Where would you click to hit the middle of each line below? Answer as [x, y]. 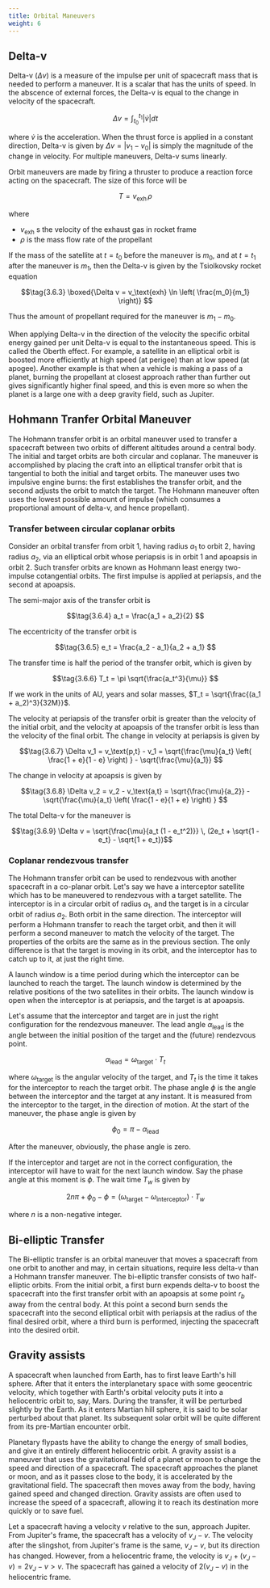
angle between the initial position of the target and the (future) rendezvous [132, 1035]
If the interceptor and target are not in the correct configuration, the [120, 1162]
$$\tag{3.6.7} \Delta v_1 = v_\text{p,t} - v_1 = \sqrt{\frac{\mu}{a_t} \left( [135, 751]
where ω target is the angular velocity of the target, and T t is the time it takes [133, 1078]
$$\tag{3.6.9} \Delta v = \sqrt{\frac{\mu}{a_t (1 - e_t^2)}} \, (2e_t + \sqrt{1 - [135, 831]
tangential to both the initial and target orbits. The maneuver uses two [124, 473]
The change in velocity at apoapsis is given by [85, 775]
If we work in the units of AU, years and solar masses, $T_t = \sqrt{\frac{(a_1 [135, 694]
